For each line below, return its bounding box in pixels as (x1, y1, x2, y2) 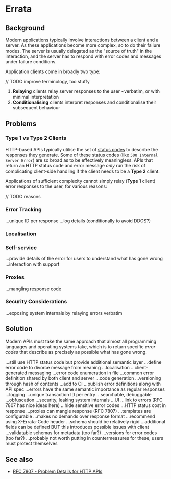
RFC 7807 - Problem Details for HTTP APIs (12, 468, 103, 475)
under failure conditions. (5, 59, 57, 64)
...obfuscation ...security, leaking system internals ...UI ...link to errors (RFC (5, 397, 163, 403)
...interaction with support (5, 261, 60, 267)
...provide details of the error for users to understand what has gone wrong (5, 256, 163, 262)
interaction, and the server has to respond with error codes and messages (5, 53, 162, 59)
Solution (5, 325, 33, 333)
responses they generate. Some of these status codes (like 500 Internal (5, 152, 158, 158)
